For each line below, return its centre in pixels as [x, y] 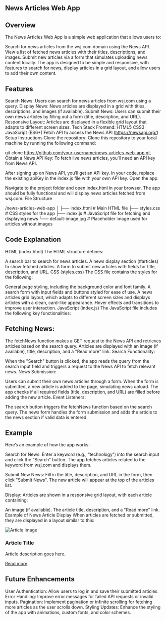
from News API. [21, 163]
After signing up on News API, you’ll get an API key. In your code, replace [80, 173]
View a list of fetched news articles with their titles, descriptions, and [75, 52]
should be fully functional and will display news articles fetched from [75, 193]
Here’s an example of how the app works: [48, 445]
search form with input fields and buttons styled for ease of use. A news [79, 292]
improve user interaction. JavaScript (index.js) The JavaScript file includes [81, 308]
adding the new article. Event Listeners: [45, 397]
